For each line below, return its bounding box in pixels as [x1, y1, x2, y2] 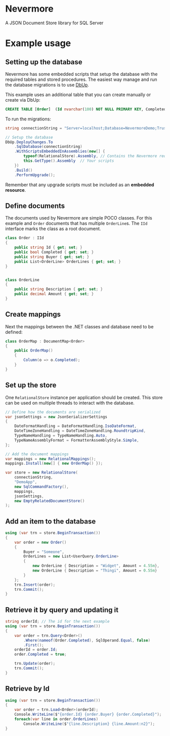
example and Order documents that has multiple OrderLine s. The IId [5, 221, 148, 227]
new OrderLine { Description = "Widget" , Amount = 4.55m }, [32, 564, 159, 569]
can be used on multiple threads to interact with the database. [5, 400, 135, 406]
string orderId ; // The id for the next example [5, 619, 110, 624]
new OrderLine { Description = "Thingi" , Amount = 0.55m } [32, 568, 157, 573]
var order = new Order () [14, 540, 67, 545]
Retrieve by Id [5, 684, 50, 693]
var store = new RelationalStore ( [5, 470, 78, 475]
